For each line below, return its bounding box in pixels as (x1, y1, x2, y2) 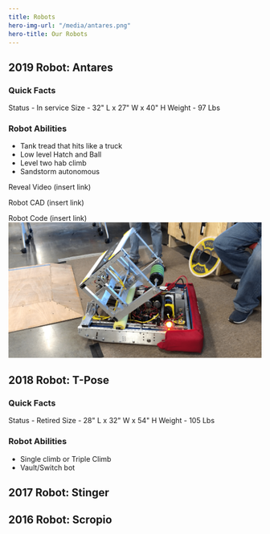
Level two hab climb (19, 158, 87, 168)
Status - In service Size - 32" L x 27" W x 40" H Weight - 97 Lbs (8, 103, 221, 112)
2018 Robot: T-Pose (8, 373, 110, 387)
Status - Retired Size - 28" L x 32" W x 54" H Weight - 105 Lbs (8, 416, 215, 426)
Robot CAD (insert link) (8, 198, 84, 208)
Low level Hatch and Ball (19, 149, 102, 160)
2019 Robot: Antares (8, 60, 114, 74)
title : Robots (8, 13, 56, 21)
